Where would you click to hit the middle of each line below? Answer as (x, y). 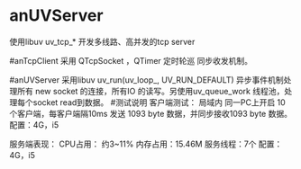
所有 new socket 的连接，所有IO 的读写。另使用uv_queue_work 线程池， (150, 91)
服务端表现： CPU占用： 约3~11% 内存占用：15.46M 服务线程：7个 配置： (146, 144)
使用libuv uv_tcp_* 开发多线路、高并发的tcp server (102, 41)
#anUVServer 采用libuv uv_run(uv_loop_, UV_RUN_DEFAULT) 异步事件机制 (146, 80)
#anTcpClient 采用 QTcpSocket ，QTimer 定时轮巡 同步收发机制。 (131, 60)
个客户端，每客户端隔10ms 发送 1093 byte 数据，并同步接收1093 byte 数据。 (151, 113)
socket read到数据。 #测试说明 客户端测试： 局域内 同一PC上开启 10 (159, 102)
